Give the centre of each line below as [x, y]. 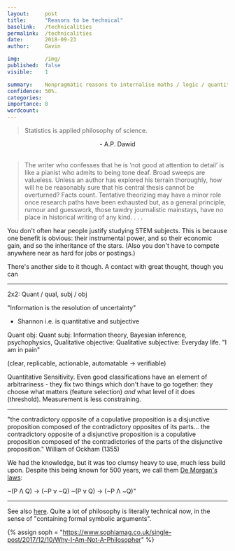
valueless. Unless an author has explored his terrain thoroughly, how [123, 180]
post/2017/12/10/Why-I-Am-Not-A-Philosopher [74, 539]
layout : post [33, 14]
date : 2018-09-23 [42, 40]
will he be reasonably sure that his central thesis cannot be [109, 187]
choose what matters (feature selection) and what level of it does [101, 392]
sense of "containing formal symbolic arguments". [79, 518]
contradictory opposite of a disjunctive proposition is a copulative [102, 434]
